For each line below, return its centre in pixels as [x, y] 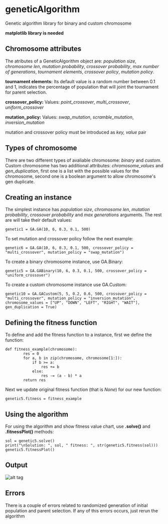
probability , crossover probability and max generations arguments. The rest [83, 215]
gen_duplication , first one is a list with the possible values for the [72, 171]
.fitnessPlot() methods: [30, 432]
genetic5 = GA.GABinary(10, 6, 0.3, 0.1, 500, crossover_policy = [76, 271]
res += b [50, 367]
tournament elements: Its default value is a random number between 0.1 [80, 81]
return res [35, 380]
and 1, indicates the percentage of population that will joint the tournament [82, 87]
